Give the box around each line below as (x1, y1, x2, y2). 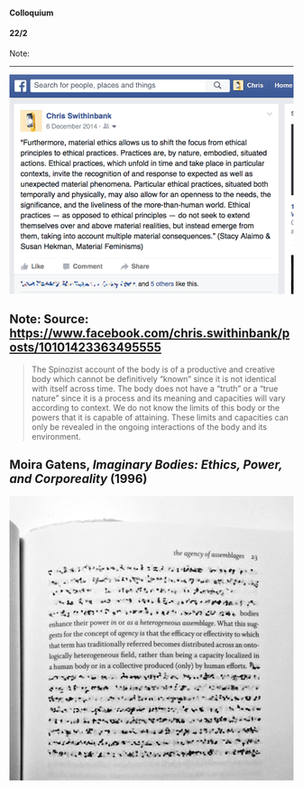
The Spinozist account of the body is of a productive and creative (31, 364, 275, 375)
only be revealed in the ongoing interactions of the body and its (31, 421, 268, 432)
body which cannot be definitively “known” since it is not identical (31, 373, 277, 384)
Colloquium (9, 7, 54, 18)
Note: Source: (9, 311, 89, 327)
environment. (31, 431, 81, 441)
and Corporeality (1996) (9, 471, 148, 487)
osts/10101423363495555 (9, 339, 162, 356)
